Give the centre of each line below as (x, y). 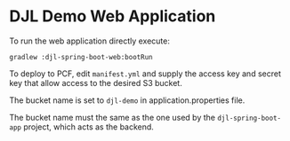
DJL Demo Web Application (113, 16)
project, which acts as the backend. (89, 127)
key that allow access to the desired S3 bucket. (96, 82)
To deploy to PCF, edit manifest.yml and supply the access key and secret (145, 74)
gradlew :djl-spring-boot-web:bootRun (81, 57)
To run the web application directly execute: (90, 41)
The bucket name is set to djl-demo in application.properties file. (127, 100)
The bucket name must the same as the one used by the (113, 117)
